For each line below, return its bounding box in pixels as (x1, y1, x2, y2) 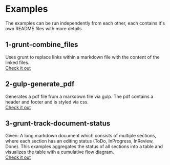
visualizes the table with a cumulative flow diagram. (5, 149, 114, 155)
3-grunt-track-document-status (5, 119, 111, 128)
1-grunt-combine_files (5, 40, 78, 49)
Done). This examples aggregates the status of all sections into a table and (5, 143, 163, 150)
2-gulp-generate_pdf (5, 80, 75, 89)
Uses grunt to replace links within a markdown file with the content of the (5, 54, 160, 60)
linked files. (5, 59, 30, 66)
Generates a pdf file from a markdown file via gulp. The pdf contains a (5, 93, 154, 99)
